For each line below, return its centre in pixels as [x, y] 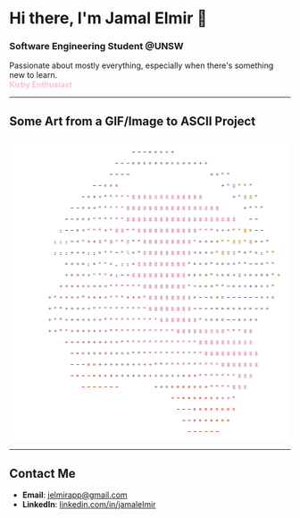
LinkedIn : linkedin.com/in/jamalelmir [89, 505]
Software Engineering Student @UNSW [97, 47]
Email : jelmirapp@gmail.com [75, 495]
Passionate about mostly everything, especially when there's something [142, 65]
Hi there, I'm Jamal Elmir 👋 [108, 18]
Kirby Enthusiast [41, 85]
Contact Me [42, 473]
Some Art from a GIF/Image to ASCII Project [133, 121]
